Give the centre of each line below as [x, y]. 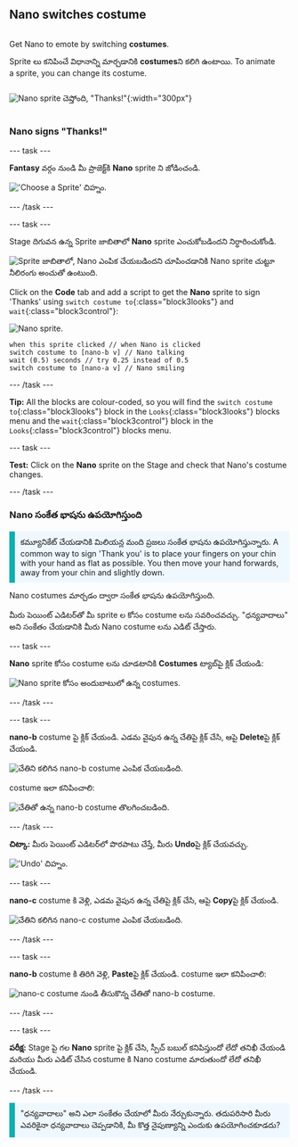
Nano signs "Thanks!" [59, 131]
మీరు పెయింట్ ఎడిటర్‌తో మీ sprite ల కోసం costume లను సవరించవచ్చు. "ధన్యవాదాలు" [149, 615]
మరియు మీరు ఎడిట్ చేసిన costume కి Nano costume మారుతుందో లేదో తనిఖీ [135, 1060]
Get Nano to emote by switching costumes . [89, 44]
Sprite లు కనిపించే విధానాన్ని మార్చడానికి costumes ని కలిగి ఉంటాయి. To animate [142, 61]
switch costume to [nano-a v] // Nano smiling [97, 368]
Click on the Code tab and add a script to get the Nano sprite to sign [135, 293]
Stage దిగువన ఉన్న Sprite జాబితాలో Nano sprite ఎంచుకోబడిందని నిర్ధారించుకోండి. [143, 242]
